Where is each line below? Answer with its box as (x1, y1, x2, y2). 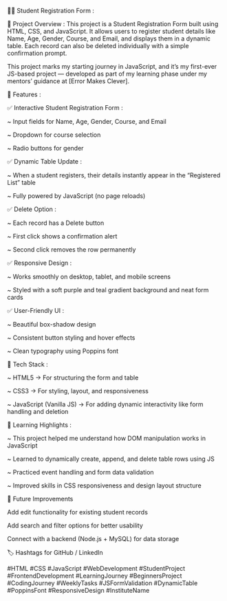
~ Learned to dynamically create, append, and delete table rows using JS (7, 455, 215, 463)
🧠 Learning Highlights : (7, 421, 72, 429)
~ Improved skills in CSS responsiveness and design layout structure (7, 481, 202, 490)
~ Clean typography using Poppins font (7, 347, 119, 355)
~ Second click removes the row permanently (7, 245, 136, 254)
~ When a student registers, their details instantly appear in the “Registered (7, 171, 221, 179)
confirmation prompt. (7, 49, 67, 57)
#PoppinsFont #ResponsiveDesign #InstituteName (7, 587, 150, 594)
